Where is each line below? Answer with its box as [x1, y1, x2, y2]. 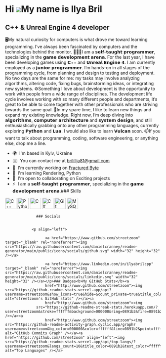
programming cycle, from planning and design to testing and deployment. [5, 70, 155, 76]
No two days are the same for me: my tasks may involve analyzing [5, 75, 140, 81]
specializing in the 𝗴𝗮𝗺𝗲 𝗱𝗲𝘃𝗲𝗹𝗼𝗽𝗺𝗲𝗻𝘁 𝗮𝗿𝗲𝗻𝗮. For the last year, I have [5, 54, 155, 60]
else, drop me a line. [5, 140, 46, 146]
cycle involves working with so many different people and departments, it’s [5, 96, 158, 102]
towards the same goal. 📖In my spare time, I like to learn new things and [5, 107, 152, 112]
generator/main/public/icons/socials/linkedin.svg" [5, 274, 114, 279]
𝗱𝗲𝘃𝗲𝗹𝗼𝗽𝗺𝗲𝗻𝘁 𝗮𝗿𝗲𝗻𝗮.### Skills [12, 188, 82, 194]
